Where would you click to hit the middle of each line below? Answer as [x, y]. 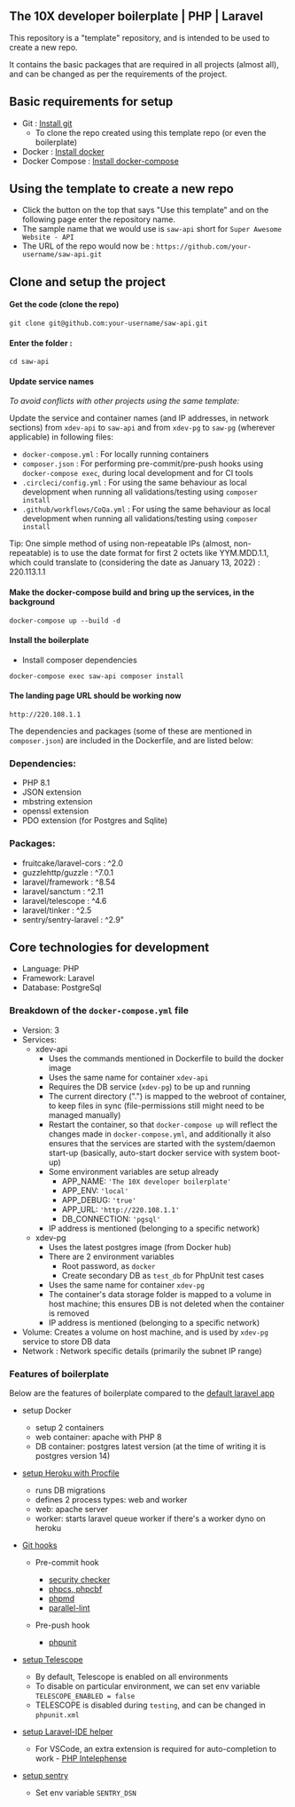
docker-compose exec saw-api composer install [97, 676]
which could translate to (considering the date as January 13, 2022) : [135, 563]
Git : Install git [47, 123]
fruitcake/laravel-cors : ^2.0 [73, 863]
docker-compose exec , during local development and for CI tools [138, 473]
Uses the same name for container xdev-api [128, 1077]
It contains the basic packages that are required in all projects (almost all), [144, 64]
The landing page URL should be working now [95, 696]
